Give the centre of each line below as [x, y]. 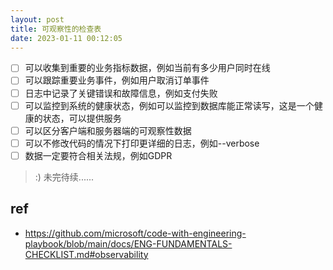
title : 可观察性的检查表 [56, 29]
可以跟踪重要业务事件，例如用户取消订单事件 [117, 80]
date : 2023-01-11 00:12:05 [66, 38]
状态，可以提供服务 [82, 118]
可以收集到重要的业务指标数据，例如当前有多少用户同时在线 [147, 68]
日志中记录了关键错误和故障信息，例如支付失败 [121, 93]
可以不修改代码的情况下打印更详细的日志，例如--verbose [142, 143]
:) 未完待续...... [64, 177]
